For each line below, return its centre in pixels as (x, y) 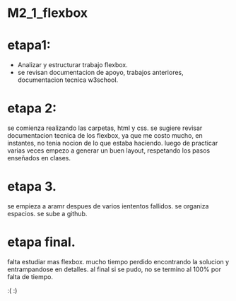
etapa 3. (32, 187)
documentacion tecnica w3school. (68, 80)
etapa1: (29, 46)
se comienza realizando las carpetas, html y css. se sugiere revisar (105, 128)
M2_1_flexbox (48, 13)
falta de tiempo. (30, 276)
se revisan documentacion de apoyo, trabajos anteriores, (100, 73)
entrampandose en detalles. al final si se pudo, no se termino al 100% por (114, 269)
